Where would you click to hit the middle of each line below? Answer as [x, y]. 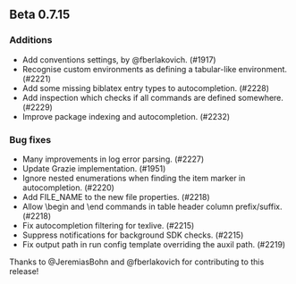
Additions [31, 40]
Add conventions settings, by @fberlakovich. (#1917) [119, 59]
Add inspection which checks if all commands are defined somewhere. [153, 97]
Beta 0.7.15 [40, 15]
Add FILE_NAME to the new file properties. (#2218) [116, 196]
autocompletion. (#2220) [68, 188]
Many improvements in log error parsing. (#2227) [113, 159]
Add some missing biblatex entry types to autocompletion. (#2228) [146, 88]
